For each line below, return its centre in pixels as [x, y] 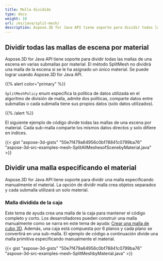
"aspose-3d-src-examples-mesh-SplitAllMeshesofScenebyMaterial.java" [78, 147]
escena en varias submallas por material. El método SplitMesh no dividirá [78, 64]
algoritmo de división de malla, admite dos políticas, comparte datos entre [79, 98]
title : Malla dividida [28, 9]
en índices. [16, 133]
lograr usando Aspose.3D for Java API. [44, 74]
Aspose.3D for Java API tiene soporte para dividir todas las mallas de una [78, 59]
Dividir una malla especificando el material [71, 168]
